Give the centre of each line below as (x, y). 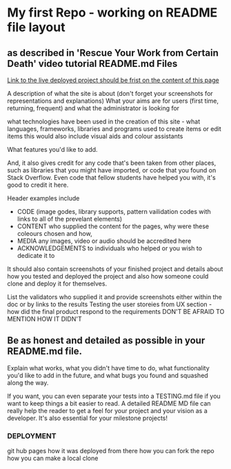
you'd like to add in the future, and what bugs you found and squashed (108, 375)
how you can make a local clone (53, 458)
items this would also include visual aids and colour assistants (95, 136)
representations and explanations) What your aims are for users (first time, (113, 101)
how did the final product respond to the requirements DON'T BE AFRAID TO (116, 311)
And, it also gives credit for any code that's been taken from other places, (112, 163)
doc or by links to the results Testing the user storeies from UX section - (110, 304)
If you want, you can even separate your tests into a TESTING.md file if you (114, 396)
